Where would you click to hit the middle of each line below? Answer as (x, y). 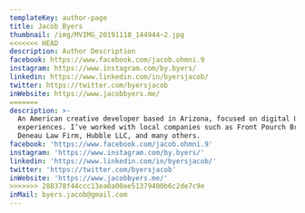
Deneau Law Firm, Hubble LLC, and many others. (109, 136)
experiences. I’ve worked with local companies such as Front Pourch (152, 128)
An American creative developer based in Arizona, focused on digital (154, 119)
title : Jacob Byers (46, 26)
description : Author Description (73, 52)
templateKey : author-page (58, 18)
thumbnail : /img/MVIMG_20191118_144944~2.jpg (97, 34)
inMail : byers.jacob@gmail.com (69, 195)
